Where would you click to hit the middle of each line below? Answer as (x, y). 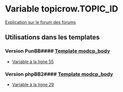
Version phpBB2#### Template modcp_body (59, 74)
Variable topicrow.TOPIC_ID (62, 9)
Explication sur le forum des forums (40, 22)
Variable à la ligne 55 (33, 62)
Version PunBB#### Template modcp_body (58, 51)
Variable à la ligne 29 (33, 84)
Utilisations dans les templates (53, 37)
